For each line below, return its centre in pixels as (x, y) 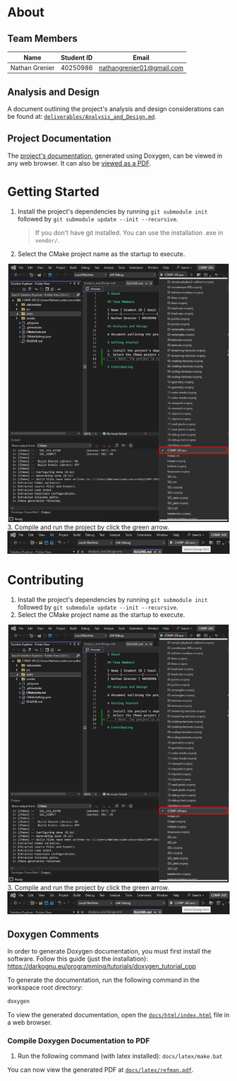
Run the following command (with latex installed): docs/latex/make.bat (120, 1056)
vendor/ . (47, 240)
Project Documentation (59, 139)
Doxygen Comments (53, 934)
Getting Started (54, 192)
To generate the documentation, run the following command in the (103, 980)
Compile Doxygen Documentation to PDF (79, 1041)
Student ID (77, 57)
